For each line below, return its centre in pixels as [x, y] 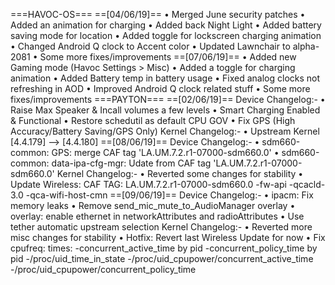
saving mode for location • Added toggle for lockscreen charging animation [166, 35]
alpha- [306, 46]
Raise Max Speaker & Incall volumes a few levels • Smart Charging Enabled [165, 110]
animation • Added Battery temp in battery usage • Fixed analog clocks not [165, 78]
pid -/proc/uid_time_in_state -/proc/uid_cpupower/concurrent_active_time [162, 258]
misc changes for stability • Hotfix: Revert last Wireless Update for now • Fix [168, 237]
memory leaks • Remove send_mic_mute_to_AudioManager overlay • [153, 205]
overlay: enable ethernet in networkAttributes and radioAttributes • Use [157, 216]
